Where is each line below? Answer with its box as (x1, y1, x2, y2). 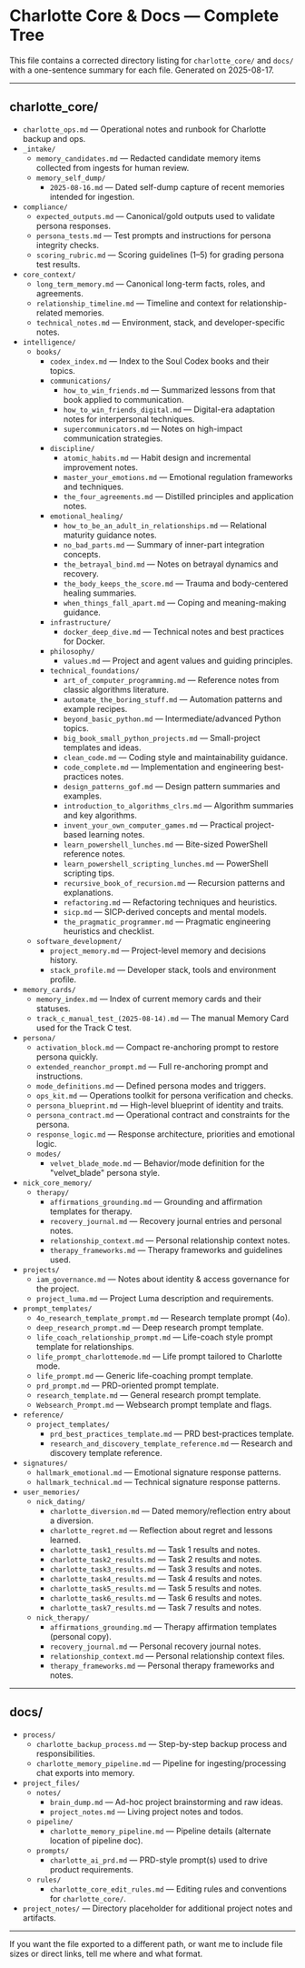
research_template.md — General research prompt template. (35, 1389, 261, 1401)
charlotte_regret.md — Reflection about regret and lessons (49, 1524, 273, 1535)
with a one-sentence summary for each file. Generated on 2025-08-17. (9, 65, 275, 75)
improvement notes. (63, 461, 139, 473)
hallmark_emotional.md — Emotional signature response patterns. (35, 1466, 281, 1478)
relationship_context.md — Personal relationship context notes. (49, 1234, 290, 1246)
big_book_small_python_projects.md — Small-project (63, 732, 261, 743)
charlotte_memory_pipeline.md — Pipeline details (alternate (49, 1825, 271, 1836)
